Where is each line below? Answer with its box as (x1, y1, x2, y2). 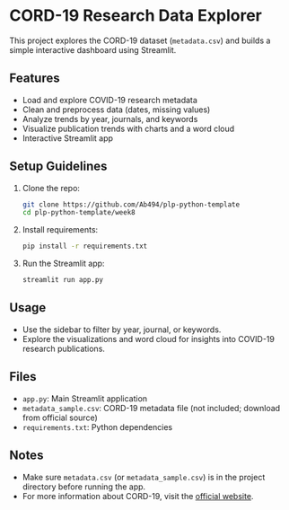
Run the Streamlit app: (22, 258, 105, 269)
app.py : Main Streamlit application (22, 392, 148, 404)
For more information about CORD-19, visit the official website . (22, 490, 254, 501)
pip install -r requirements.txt (22, 242, 148, 251)
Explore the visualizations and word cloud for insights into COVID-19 (22, 333, 276, 344)
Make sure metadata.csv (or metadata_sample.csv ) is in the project (22, 471, 266, 482)
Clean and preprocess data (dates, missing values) (22, 104, 211, 115)
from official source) (22, 412, 99, 423)
